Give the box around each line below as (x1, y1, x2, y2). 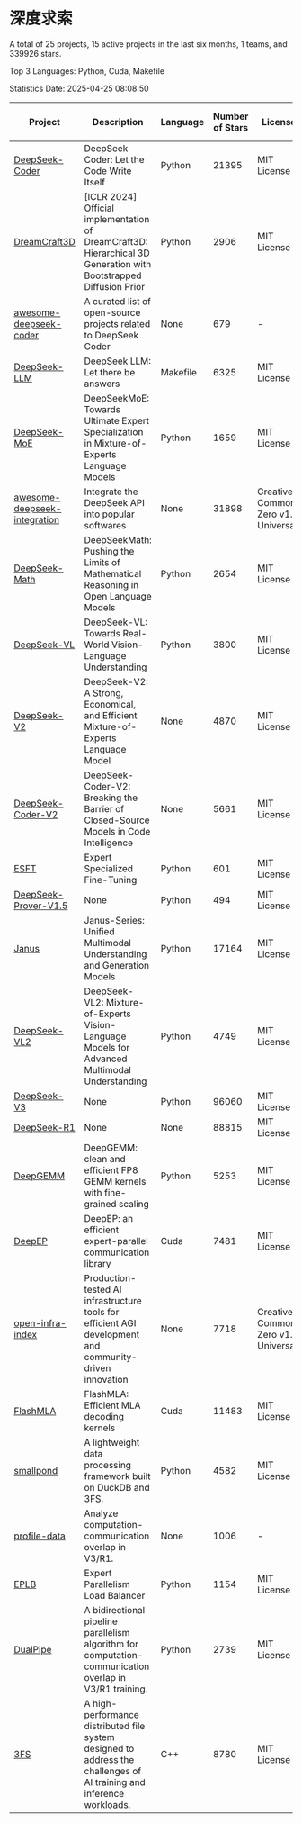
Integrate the (84, 485, 138, 498)
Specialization (84, 425, 144, 438)
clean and (84, 1152, 126, 1165)
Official (84, 202, 115, 214)
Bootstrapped (84, 269, 142, 282)
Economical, (84, 698, 137, 710)
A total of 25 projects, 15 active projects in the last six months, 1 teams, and (9, 38, 288, 50)
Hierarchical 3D (84, 247, 150, 259)
